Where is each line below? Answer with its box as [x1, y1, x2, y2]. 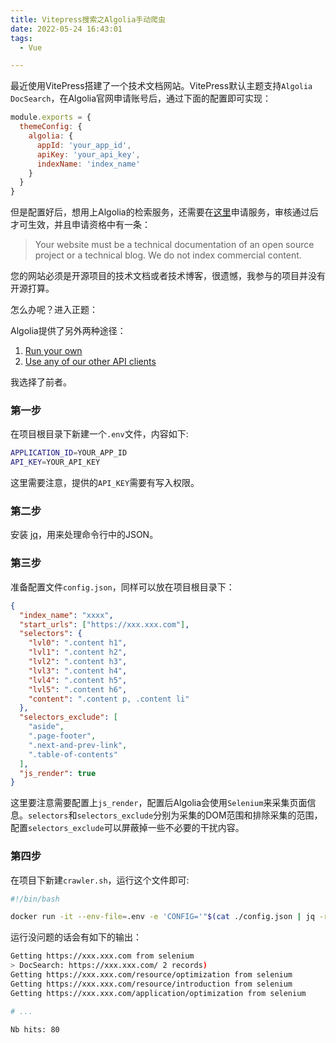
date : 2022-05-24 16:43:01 [10, 24, 123, 34]
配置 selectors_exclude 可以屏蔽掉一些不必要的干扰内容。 [10, 822, 245, 834]
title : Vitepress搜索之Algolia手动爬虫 [10, 14, 166, 25]
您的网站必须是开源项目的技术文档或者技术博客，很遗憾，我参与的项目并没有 [10, 270, 326, 282]
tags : [10, 33, 33, 43]
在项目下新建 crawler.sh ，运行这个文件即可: [10, 874, 190, 886]
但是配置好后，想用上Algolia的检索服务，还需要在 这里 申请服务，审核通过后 [10, 206, 319, 218]
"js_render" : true [19, 768, 97, 778]
